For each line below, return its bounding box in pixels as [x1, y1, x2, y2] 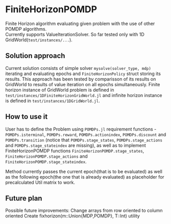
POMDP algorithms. [5, 26, 47, 32]
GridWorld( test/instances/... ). [5, 37, 72, 43]
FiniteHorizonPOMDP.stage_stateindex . [5, 158, 87, 164]
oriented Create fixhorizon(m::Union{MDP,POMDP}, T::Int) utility [5, 213, 140, 219]
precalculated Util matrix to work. [5, 179, 76, 185]
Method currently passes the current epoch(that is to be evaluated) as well [5, 168, 162, 175]
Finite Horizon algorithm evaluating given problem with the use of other [5, 20, 155, 27]
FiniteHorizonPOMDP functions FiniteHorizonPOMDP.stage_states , [5, 147, 144, 154]
